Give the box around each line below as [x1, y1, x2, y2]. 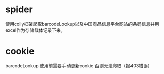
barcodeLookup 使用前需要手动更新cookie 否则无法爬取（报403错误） [5, 62, 152, 69]
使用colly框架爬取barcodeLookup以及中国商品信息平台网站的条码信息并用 [5, 21, 160, 27]
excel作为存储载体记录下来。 [5, 27, 65, 33]
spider [5, 4, 33, 15]
